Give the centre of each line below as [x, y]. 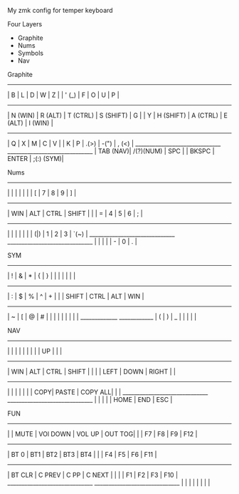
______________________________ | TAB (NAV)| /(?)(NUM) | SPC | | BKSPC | [111, 151]
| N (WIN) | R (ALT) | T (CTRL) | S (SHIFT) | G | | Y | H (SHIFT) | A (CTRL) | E [117, 115]
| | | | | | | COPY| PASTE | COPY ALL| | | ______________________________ [108, 392]
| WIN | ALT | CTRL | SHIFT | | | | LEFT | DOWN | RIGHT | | [92, 371]
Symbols [31, 53]
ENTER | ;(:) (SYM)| [36, 159]
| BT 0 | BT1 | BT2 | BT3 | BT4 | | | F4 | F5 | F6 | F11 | [82, 454]
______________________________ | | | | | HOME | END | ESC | [90, 400]
